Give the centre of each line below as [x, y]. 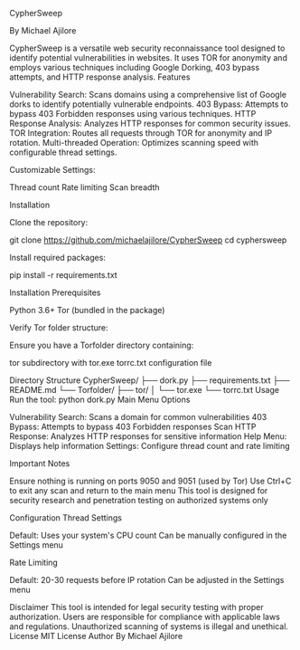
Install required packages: [58, 258]
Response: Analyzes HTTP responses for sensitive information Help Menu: [148, 436]
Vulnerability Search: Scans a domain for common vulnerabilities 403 [138, 417]
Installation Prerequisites [55, 292]
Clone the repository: [49, 222]
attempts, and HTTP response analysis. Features [100, 77]
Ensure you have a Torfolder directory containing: [102, 345]
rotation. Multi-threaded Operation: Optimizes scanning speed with [134, 143]
